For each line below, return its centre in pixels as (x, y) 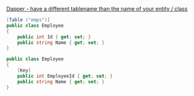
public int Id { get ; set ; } (54, 37)
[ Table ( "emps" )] (28, 20)
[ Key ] (24, 70)
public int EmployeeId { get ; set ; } (65, 76)
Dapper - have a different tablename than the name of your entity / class (97, 9)
